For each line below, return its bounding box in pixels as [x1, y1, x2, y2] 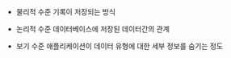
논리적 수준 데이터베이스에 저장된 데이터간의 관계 [15, 24, 170, 34]
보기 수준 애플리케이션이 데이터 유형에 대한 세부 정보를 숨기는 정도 [15, 41, 224, 51]
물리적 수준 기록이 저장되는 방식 [15, 7, 115, 16]
